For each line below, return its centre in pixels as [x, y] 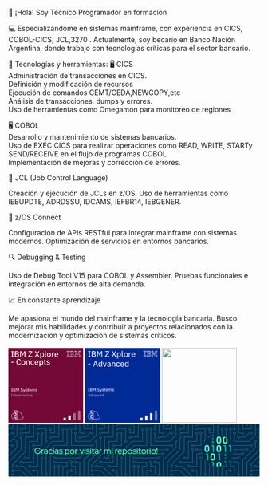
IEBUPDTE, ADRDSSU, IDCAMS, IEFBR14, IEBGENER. [95, 202]
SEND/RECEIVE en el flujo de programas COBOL [88, 154]
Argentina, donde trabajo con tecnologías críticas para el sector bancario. [130, 48]
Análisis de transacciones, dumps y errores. [81, 101]
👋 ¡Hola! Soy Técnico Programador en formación [88, 12]
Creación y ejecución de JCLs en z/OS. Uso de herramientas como [118, 193]
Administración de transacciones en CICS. [78, 75]
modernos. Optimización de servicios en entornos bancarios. [109, 241]
